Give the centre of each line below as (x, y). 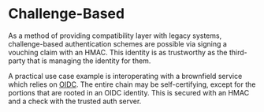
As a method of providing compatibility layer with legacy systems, (115, 35)
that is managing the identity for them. (89, 61)
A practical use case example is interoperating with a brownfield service (125, 76)
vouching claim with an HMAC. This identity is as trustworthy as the (118, 52)
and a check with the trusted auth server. (75, 101)
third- (238, 52)
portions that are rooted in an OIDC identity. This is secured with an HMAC (129, 92)
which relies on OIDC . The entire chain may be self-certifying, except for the (132, 84)
